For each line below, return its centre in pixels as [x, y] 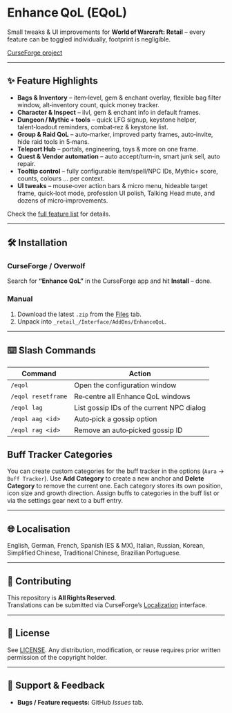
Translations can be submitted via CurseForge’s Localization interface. [107, 605]
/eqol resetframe [39, 396]
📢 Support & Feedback [56, 686]
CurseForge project [35, 53]
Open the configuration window [125, 385]
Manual [20, 299]
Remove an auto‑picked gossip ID [128, 430]
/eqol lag [27, 407]
